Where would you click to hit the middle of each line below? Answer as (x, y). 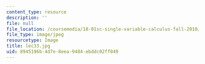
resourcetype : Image (33, 40)
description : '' (27, 18)
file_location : (26, 29)
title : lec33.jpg (28, 46)
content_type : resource (37, 12)
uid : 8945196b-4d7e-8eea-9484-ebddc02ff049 (63, 52)
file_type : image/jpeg (35, 35)
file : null (20, 23)
